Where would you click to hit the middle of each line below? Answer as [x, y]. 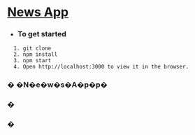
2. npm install [36, 55]
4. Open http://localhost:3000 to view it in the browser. [101, 67]
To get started [42, 34]
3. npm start [32, 61]
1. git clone [32, 49]
